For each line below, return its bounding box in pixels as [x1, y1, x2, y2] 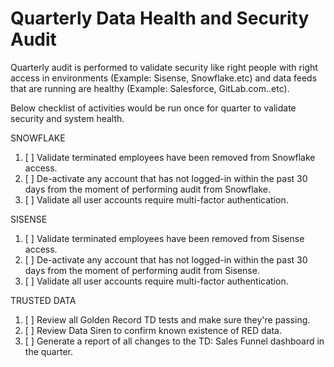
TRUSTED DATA [10, 294, 77, 306]
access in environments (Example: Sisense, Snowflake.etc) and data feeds [10, 72, 318, 84]
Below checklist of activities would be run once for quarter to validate [10, 102, 297, 114]
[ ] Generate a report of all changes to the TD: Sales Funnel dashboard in [24, 335, 325, 347]
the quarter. [24, 345, 73, 357]
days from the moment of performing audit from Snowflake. [24, 183, 271, 195]
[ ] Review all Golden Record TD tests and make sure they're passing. [24, 313, 311, 326]
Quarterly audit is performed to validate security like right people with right [10, 61, 318, 73]
